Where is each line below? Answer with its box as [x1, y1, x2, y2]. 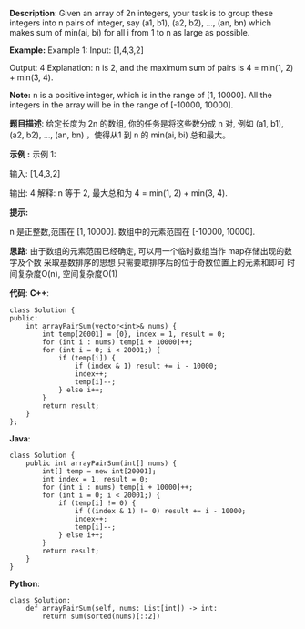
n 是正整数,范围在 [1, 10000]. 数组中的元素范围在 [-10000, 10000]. [9, 227, 256, 237]
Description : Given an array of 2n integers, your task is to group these [9, 8, 273, 18]
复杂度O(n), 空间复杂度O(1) [16, 269, 118, 279]
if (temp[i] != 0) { [57, 499, 137, 508]
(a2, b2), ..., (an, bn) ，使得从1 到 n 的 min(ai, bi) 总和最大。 [9, 129, 230, 140]
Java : [9, 433, 31, 444]
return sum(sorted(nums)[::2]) [42, 612, 161, 621]
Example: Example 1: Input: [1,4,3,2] [9, 45, 144, 56]
